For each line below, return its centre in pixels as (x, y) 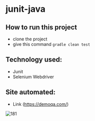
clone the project (30, 39)
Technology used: (34, 60)
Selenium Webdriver (33, 77)
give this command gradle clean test (51, 44)
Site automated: (31, 92)
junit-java (26, 9)
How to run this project (41, 27)
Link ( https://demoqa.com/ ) (41, 104)
